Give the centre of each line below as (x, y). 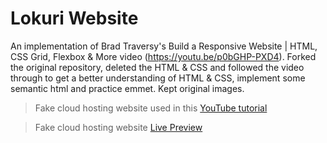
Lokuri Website (74, 18)
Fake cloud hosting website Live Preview (118, 127)
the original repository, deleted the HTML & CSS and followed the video (157, 67)
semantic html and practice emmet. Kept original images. (127, 88)
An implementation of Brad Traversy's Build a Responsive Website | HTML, (164, 46)
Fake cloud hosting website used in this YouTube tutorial (151, 108)
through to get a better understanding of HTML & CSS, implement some (158, 78)
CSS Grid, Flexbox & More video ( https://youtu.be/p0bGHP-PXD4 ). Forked (163, 56)
